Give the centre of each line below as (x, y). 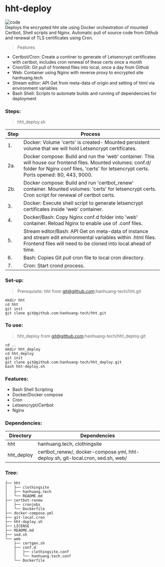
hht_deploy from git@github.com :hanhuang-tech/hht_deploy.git (81, 336)
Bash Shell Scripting (32, 390)
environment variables (35, 88)
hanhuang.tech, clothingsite (70, 444)
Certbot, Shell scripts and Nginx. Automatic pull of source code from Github (82, 32)
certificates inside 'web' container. (63, 209)
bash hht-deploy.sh (25, 366)
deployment (24, 98)
